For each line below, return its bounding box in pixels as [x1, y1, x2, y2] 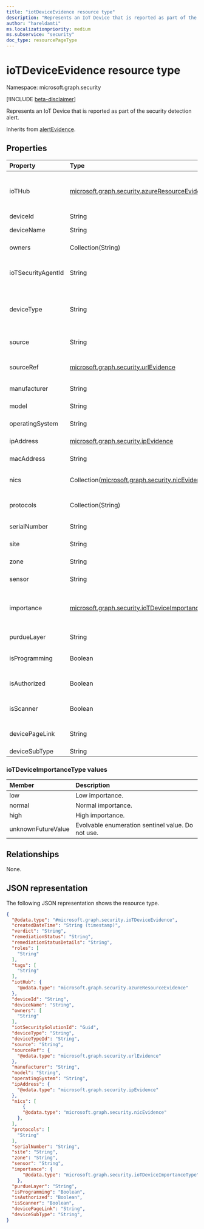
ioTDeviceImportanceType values [6, 765, 108, 774]
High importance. [75, 811, 125, 820]
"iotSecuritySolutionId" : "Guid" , [12, 1025, 99, 1031]
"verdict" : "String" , [12, 928, 67, 935]
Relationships [6, 849, 59, 860]
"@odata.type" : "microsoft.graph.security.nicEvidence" [22, 1110, 167, 1116]
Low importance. [75, 791, 124, 800]
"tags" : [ [12, 962, 36, 968]
